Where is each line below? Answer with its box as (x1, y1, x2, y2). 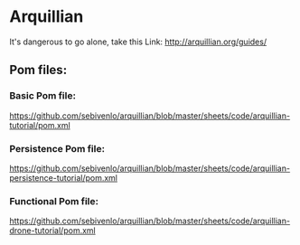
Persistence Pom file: (9, 142, 106, 155)
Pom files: (9, 62, 68, 78)
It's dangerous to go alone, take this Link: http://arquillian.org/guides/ (9, 36, 267, 47)
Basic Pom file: (9, 90, 77, 102)
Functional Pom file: (9, 194, 99, 207)
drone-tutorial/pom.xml (9, 225, 97, 236)
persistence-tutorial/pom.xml (9, 172, 118, 183)
